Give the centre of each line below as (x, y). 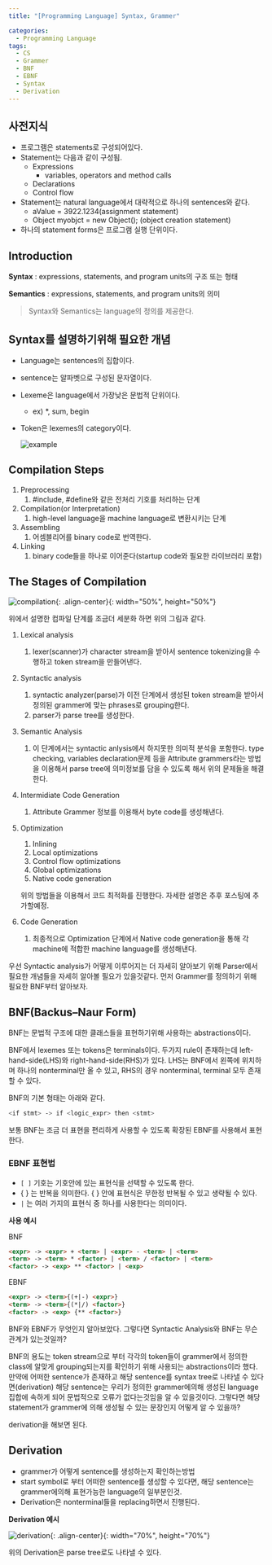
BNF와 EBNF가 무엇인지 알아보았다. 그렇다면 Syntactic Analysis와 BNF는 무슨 (133, 1329)
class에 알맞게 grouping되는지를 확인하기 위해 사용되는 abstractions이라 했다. (133, 1366)
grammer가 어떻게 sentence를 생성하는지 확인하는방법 (107, 1471)
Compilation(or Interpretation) (70, 508)
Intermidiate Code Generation (70, 795)
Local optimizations (65, 853)
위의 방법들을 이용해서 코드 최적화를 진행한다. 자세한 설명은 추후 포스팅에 (135, 895)
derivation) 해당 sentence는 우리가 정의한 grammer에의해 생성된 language (138, 1387)
